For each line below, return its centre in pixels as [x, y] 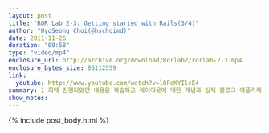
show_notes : [28, 98]
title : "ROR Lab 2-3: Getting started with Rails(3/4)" [104, 23]
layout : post [30, 16]
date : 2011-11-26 [37, 38]
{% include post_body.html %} [59, 120]
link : [17, 75]
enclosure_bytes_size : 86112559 [62, 68]
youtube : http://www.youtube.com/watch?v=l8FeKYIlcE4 [107, 83]
